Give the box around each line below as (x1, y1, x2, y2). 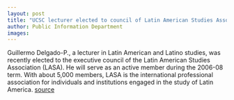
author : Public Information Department (7, 23, 123, 30)
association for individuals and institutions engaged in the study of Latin (7, 78, 214, 87)
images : (7, 29, 30, 37)
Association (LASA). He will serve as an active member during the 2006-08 (7, 63, 224, 72)
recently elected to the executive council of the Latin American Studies (7, 56, 210, 65)
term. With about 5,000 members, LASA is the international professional (7, 71, 214, 79)
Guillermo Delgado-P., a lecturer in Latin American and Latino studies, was (7, 49, 221, 57)
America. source (7, 85, 55, 94)
